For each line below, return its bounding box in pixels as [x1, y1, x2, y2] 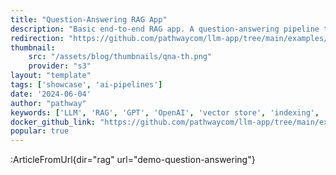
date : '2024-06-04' [10, 89, 92, 99]
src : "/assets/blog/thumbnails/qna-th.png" [28, 52, 213, 62]
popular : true [10, 126, 70, 136]
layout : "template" [10, 71, 92, 81]
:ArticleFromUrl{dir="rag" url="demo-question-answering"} [10, 154, 256, 166]
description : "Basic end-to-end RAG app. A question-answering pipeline [10, 24, 320, 34]
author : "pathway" [10, 98, 87, 108]
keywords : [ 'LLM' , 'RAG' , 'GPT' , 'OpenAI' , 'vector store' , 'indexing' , [10, 107, 320, 118]
